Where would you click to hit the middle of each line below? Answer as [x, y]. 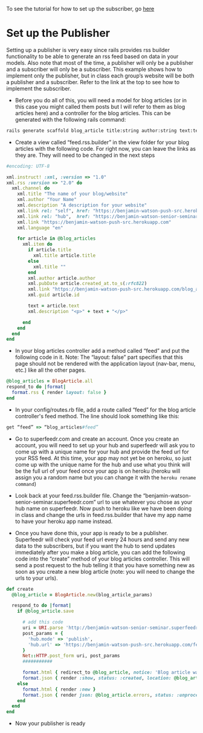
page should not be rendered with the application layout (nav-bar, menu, [105, 364]
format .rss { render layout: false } [59, 393]
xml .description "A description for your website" [82, 205]
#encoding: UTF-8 [28, 166]
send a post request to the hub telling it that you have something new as [105, 565]
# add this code [43, 622]
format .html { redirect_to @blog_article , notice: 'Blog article [106, 672]
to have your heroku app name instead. [64, 521]
